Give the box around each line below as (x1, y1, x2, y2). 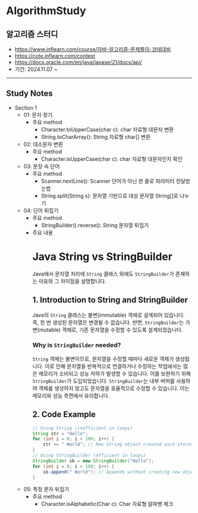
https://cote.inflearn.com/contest (14, 52, 95, 59)
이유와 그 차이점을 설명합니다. (38, 277, 107, 284)
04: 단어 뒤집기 (23, 207, 59, 214)
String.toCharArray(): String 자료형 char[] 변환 (41, 133, 151, 140)
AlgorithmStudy (6, 4, 87, 18)
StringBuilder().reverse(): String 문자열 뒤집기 (41, 221, 149, 229)
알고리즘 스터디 (6, 29, 58, 39)
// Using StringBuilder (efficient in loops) (32, 452, 146, 459)
